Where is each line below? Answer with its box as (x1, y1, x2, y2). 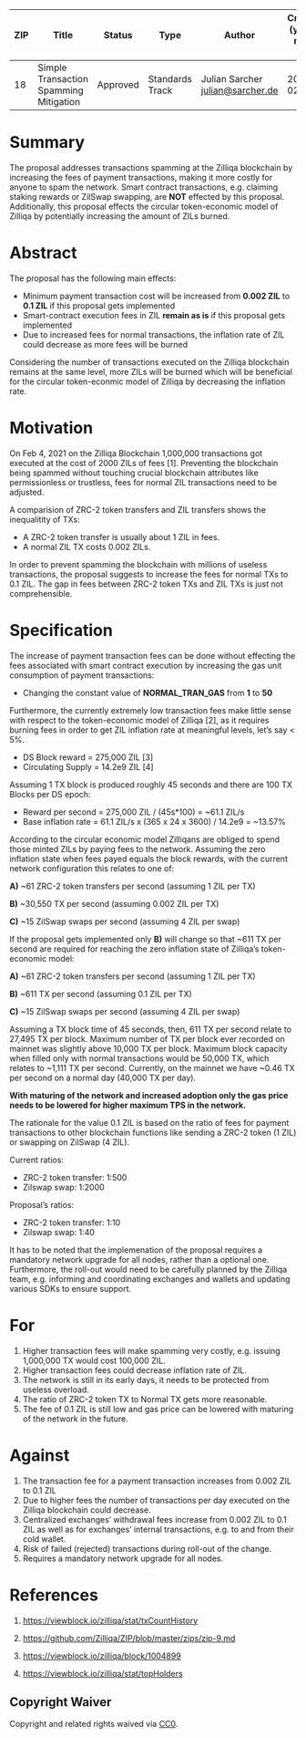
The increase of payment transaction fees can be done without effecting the (9, 650, 296, 661)
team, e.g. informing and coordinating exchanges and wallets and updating (9, 1273, 291, 1285)
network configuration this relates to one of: (9, 862, 175, 874)
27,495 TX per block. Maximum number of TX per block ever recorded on (9, 1033, 285, 1044)
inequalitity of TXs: (9, 514, 80, 525)
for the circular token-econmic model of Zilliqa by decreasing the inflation (9, 376, 286, 387)
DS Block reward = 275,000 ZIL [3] (22, 752, 154, 763)
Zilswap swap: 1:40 (22, 1226, 96, 1237)
